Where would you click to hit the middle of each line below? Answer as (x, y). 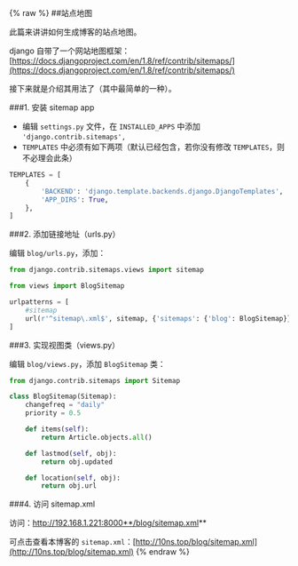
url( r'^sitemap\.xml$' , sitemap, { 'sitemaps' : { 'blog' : (131, 318)
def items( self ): (57, 429)
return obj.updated (77, 462)
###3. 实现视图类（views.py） (65, 345)
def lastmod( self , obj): (71, 453)
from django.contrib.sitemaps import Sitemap (94, 380)
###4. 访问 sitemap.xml (52, 504)
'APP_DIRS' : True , (75, 199)
